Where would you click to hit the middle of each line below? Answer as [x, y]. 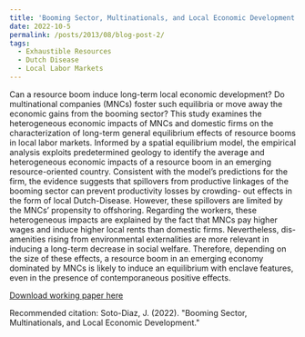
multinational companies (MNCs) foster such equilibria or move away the [146, 104]
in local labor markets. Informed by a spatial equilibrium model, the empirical [153, 143]
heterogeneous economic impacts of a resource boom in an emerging [140, 162]
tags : [20, 43]
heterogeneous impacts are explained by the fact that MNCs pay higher [143, 220]
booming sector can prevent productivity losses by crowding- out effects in [151, 191]
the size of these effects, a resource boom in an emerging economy [137, 258]
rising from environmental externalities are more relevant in [158, 239]
